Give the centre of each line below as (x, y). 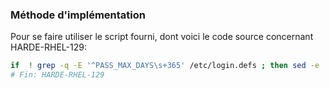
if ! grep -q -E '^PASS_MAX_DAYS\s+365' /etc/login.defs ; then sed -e (165, 66)
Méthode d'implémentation (78, 15)
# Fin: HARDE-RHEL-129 (57, 75)
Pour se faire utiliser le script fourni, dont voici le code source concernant (162, 37)
